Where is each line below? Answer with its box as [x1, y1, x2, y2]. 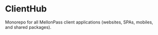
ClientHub [5, 3, 47, 14]
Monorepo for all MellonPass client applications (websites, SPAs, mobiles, [5, 19, 154, 25]
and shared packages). [5, 24, 52, 30]
